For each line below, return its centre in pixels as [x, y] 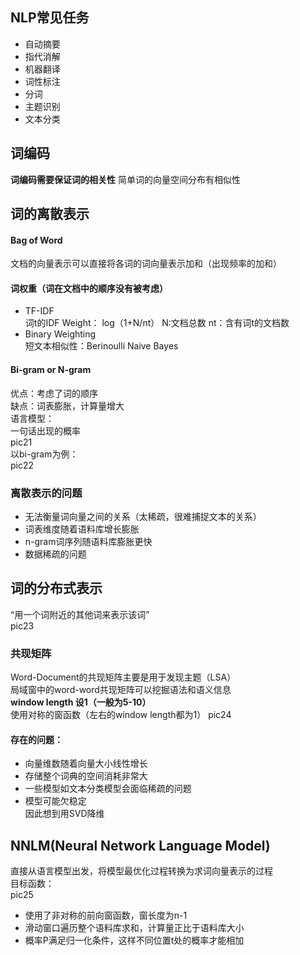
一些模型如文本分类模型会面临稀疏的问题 [108, 789]
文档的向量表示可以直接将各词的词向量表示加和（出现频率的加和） [146, 264]
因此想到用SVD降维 [64, 814]
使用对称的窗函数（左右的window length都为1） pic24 [121, 715]
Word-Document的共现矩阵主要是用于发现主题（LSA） [123, 677]
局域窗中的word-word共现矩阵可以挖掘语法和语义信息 [121, 690]
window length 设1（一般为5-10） [81, 702]
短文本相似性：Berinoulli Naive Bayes [101, 346]
